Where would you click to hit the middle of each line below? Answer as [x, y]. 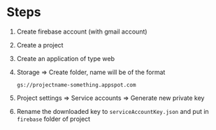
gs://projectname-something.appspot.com [76, 85]
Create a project [40, 45]
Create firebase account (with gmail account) [82, 31]
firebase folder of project [53, 119]
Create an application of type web [66, 58]
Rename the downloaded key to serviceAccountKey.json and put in [113, 111]
